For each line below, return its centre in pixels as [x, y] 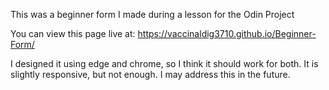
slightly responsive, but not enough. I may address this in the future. [150, 74]
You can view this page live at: [73, 33]
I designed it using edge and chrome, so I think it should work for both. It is [164, 63]
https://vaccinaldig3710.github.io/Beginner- [227, 33]
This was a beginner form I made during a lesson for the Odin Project [152, 14]
